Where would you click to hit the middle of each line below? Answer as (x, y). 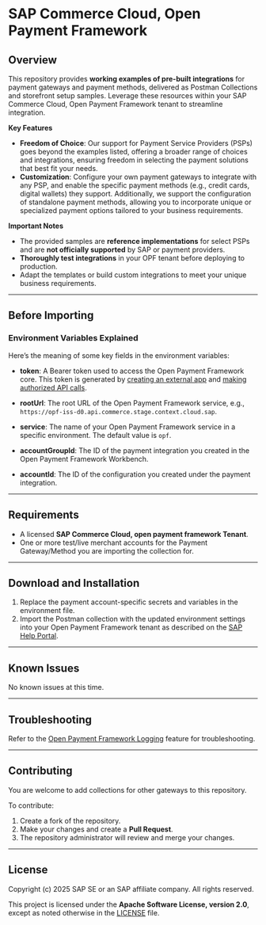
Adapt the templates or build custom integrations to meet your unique (133, 275)
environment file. (47, 611)
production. (38, 266)
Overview (33, 60)
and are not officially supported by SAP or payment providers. (122, 249)
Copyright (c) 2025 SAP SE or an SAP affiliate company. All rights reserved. (131, 889)
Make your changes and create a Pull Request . (96, 829)
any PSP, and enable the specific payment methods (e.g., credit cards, (135, 185)
